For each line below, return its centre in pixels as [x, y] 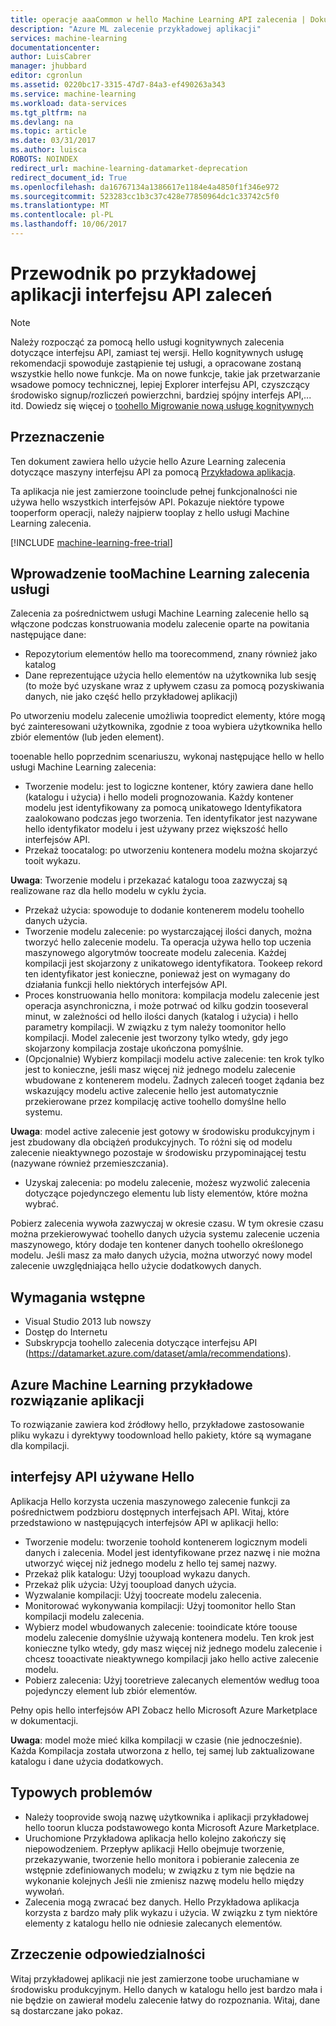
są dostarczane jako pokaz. [67, 2010]
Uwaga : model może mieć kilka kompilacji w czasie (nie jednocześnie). [156, 1740]
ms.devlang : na [42, 122]
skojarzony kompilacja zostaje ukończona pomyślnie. [134, 1048]
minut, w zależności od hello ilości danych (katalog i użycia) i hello [161, 1017]
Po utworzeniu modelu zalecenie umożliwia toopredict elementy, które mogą [168, 716]
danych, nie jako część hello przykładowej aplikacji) [131, 697]
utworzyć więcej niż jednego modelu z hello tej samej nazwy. [151, 1563]
